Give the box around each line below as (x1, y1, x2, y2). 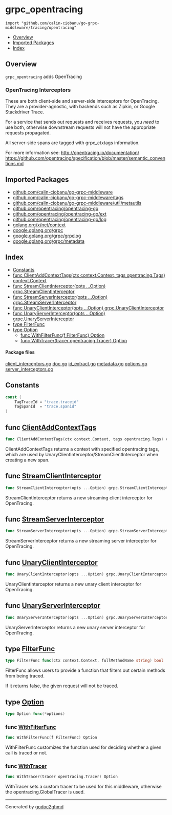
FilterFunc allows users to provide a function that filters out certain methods (5, 667, 165, 673)
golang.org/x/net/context (12, 222, 66, 228)
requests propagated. (5, 130, 51, 136)
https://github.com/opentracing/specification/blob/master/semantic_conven (5, 155, 165, 161)
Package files (5, 349, 35, 355)
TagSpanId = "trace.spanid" (14, 404, 77, 409)
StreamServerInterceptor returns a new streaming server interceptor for (5, 538, 157, 544)
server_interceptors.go (5, 366, 54, 372)
